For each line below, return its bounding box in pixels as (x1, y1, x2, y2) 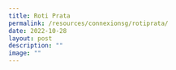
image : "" (8, 49, 42, 57)
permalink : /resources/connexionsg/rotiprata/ (8, 19, 169, 27)
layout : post (8, 34, 53, 43)
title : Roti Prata (8, 11, 71, 20)
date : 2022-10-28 (8, 27, 67, 35)
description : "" (8, 42, 63, 50)
